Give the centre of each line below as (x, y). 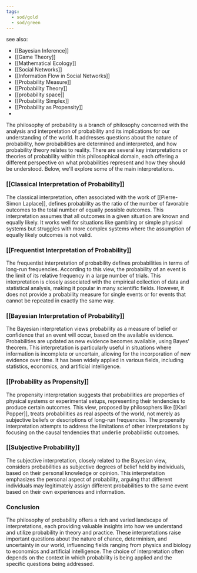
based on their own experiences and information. (66, 491)
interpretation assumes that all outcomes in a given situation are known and (98, 216)
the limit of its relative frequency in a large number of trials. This (84, 275)
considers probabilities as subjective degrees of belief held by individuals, (96, 467)
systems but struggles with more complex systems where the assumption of (98, 229)
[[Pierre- (167, 197)
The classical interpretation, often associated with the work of (81, 197)
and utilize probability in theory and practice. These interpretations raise (94, 533)
